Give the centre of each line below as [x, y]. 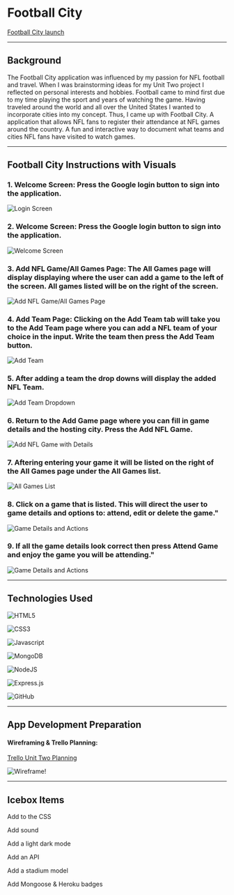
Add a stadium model [38, 871]
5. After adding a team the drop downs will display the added [112, 379]
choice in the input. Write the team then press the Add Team [111, 336]
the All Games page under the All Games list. [84, 471]
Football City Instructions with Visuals [92, 165]
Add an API [23, 857]
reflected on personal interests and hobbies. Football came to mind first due [116, 92]
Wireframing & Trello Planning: [53, 742]
